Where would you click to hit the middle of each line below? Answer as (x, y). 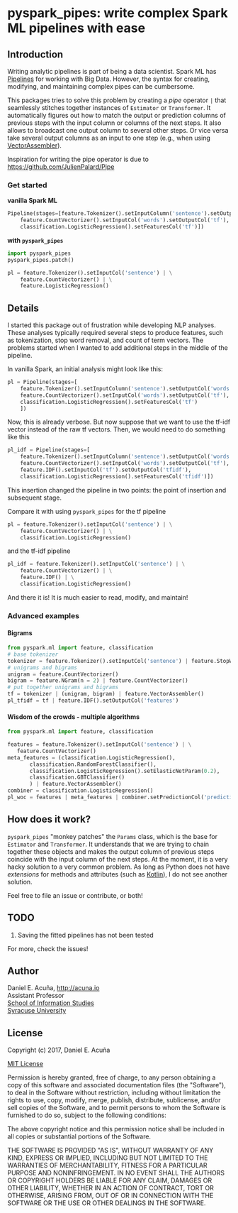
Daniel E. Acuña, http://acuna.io (53, 988)
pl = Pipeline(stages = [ (42, 382)
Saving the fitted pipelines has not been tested (85, 935)
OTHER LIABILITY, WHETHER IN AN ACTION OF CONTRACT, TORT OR (110, 1188)
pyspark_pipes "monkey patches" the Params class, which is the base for (113, 836)
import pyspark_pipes (39, 253)
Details (23, 308)
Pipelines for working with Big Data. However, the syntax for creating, (109, 79)
